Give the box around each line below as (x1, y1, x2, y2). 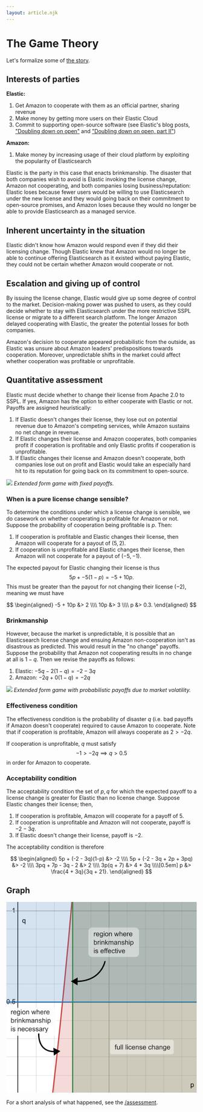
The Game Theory (6, 36, 99, 50)
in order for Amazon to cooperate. (6, 758, 91, 766)
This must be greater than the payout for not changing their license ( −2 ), (6, 583, 187, 590)
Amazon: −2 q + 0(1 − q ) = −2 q (14, 674, 91, 681)
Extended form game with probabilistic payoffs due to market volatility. (13, 686, 192, 694)
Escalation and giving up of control (6, 278, 140, 289)
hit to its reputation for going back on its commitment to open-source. (14, 467, 189, 475)
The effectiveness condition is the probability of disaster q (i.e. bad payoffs (6, 715, 193, 723)
